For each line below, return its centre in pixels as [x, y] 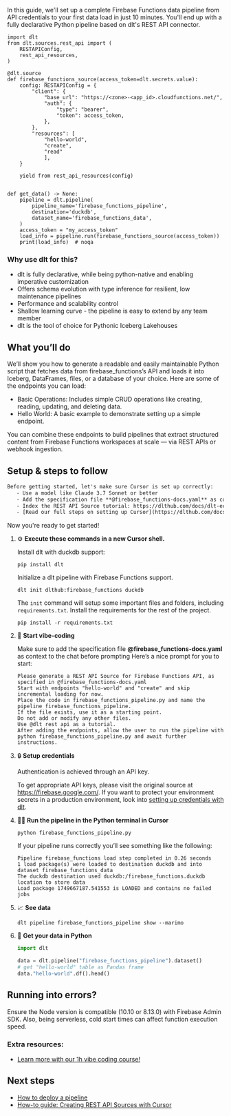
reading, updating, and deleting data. [69, 406]
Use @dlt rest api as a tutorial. [66, 725]
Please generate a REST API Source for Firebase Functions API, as [115, 676]
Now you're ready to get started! [53, 526]
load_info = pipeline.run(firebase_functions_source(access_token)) [120, 236]
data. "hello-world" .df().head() [63, 973]
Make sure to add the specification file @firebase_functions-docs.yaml [120, 649]
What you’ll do [39, 347]
